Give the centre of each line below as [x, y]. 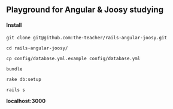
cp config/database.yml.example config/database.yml [73, 58]
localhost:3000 [26, 101]
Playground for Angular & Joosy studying [85, 10]
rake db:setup [24, 79]
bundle [14, 69]
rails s [16, 90]
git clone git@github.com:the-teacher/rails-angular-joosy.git [87, 38]
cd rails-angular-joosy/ [37, 48]
